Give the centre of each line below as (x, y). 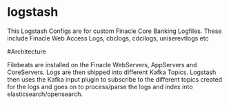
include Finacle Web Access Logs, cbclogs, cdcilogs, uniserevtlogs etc (108, 38)
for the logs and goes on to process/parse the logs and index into (100, 86)
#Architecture (27, 51)
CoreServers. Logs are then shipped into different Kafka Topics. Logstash (112, 72)
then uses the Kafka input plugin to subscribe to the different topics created (115, 79)
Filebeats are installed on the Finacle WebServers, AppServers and (102, 65)
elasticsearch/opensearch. (45, 94)
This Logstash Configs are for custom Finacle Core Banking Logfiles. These (114, 31)
